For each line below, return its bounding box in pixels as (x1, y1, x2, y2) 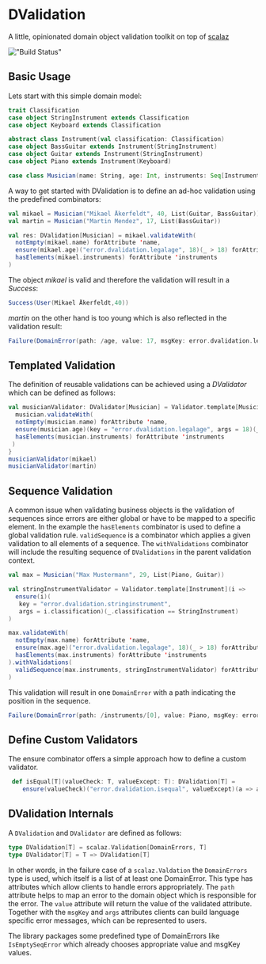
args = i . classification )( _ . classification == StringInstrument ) (18, 607, 239, 615)
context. (8, 556, 36, 565)
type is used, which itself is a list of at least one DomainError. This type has (8, 873, 253, 883)
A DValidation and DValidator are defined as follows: (8, 828, 182, 837)
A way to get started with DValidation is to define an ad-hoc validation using (8, 186, 256, 195)
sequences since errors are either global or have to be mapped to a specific (8, 514, 256, 523)
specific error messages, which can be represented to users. (8, 916, 207, 925)
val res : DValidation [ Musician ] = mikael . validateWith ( (8, 231, 196, 239)
